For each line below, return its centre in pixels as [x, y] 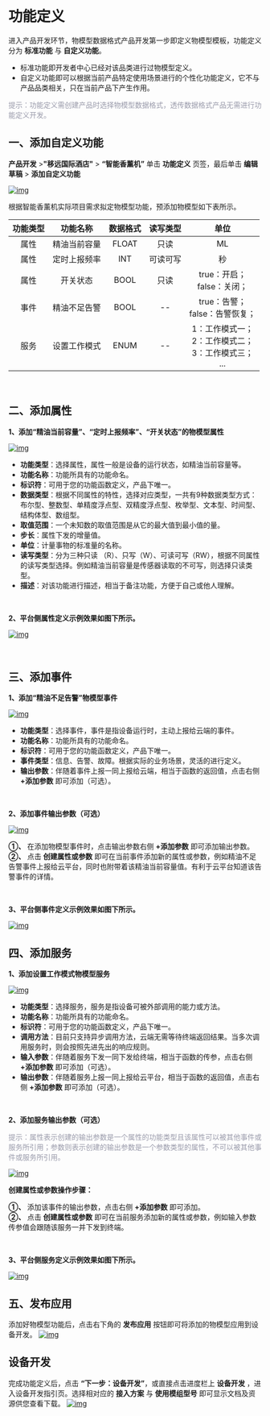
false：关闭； [223, 286]
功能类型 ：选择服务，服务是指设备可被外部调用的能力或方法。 [122, 1007]
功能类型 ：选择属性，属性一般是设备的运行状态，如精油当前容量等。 [133, 464]
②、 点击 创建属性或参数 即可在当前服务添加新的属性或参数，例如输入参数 [133, 1217]
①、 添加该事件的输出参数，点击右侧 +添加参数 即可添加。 [106, 1207]
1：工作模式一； [223, 329]
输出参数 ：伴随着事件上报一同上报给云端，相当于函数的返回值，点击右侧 [139, 771]
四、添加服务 [40, 953]
